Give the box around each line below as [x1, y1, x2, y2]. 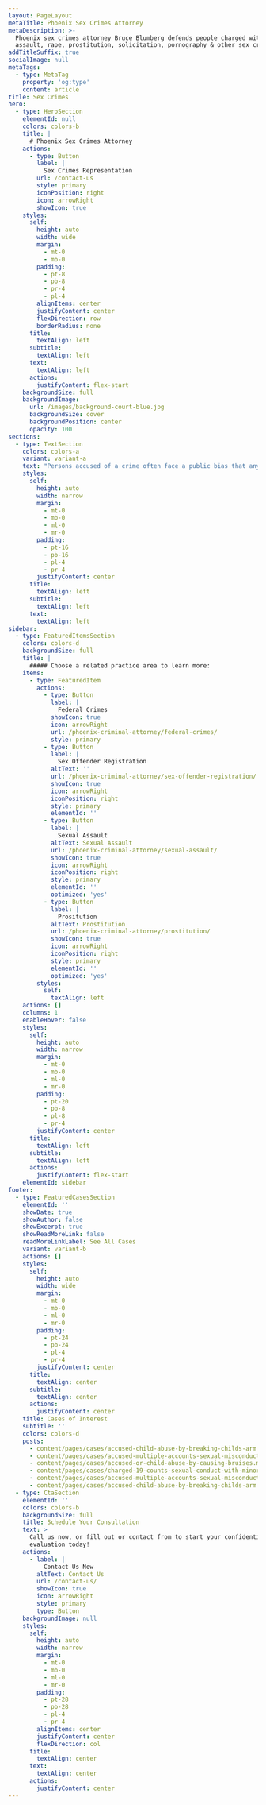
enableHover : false [22, 1016, 87, 1024]
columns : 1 [22, 1009, 59, 1017]
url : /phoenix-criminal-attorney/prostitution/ [50, 927, 211, 936]
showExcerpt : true [22, 1223, 83, 1231]
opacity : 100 [28, 425, 73, 433]
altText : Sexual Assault [50, 839, 133, 847]
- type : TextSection [15, 440, 83, 448]
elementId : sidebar [22, 1179, 87, 1187]
